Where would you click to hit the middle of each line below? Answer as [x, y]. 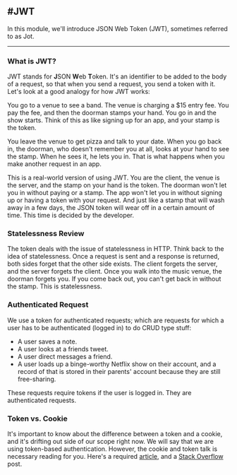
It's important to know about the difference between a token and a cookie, [115, 434]
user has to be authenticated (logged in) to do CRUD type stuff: [99, 327]
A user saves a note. [47, 341]
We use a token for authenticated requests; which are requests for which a [116, 320]
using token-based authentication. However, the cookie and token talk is [112, 449]
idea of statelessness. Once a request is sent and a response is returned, [114, 257]
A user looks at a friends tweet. [63, 348]
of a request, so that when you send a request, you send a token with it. [111, 84]
